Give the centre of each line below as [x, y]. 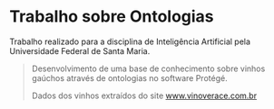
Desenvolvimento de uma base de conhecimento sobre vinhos [148, 68]
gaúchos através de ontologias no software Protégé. [130, 77]
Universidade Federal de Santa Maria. [80, 50]
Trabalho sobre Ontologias [112, 17]
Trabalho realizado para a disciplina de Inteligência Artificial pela [130, 41]
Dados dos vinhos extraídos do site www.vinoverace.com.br [144, 95]
